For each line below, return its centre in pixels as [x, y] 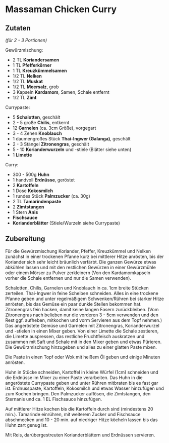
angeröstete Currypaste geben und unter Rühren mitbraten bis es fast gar [82, 383]
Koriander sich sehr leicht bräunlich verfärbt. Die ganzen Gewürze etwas [81, 262]
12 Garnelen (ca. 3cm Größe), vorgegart [54, 128]
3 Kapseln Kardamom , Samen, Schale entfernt [61, 92]
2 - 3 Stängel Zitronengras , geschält [51, 144]
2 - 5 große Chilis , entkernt [41, 122]
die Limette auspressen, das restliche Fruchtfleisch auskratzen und [75, 336]
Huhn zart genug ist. [26, 425]
